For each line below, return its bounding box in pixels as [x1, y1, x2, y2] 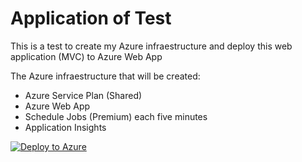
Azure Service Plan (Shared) [24, 89, 143, 101]
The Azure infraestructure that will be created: [10, 70, 201, 82]
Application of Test [10, 7, 172, 30]
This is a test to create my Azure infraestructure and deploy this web [10, 40, 293, 52]
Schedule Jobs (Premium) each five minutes [24, 110, 208, 122]
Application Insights [24, 121, 107, 133]
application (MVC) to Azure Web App [10, 50, 163, 62]
